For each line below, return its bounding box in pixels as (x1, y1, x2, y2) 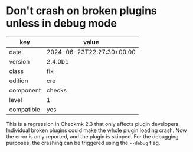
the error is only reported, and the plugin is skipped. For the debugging (6, 133, 179, 140)
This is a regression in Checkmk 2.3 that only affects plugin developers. (6, 120, 181, 127)
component (9, 86, 41, 94)
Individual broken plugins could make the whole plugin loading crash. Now (6, 127, 187, 134)
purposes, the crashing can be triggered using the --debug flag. (6, 139, 161, 146)
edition (9, 77, 28, 85)
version (9, 57, 30, 65)
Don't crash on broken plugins (6, 4, 158, 18)
